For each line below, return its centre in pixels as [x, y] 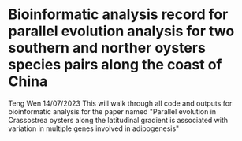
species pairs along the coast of [115, 65]
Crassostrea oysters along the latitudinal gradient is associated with [118, 120]
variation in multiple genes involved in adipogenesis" [94, 128]
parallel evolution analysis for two [121, 31]
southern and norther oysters [107, 48]
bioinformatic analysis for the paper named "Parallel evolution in [112, 111]
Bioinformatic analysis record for [118, 15]
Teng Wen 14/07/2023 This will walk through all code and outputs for [120, 103]
